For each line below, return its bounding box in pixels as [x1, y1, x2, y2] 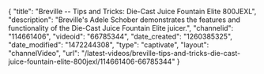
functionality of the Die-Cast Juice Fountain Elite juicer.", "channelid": [8, 24, 234, 32]
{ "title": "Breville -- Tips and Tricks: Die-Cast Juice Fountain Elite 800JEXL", [8, 7, 257, 16]
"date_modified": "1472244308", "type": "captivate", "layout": [8, 40, 209, 50]
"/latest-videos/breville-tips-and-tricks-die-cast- [81, 49, 241, 57]
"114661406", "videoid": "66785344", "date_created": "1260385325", [8, 31, 233, 41]
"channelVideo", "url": [8, 49, 81, 57]
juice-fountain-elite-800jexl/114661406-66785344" [8, 57, 175, 66]
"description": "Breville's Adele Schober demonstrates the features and [8, 15, 241, 24]
